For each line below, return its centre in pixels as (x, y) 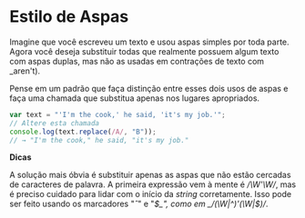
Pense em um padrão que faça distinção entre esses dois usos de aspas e (149, 88)
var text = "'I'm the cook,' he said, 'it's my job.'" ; (117, 114)
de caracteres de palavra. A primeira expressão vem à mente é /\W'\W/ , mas (153, 184)
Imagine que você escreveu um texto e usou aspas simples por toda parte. (149, 42)
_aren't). (25, 71)
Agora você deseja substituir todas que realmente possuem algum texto (144, 51)
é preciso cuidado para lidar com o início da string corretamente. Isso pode (151, 194)
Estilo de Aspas (69, 17)
